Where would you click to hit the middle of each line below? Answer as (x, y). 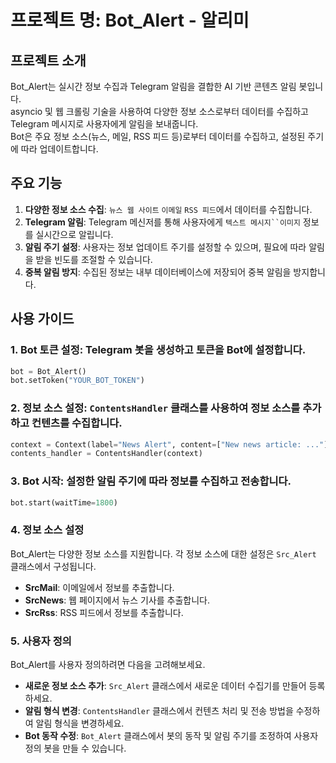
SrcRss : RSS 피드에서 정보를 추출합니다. (104, 612)
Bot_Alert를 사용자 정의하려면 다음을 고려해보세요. (108, 665)
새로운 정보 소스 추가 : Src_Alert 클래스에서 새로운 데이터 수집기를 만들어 (165, 686)
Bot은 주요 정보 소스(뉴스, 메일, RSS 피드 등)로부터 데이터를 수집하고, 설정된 (158, 136)
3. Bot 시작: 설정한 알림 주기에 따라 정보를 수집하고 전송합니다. (151, 481)
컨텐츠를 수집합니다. (77, 423)
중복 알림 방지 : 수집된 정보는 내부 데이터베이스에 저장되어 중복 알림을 (158, 272)
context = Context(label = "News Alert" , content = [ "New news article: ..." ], (171, 444)
